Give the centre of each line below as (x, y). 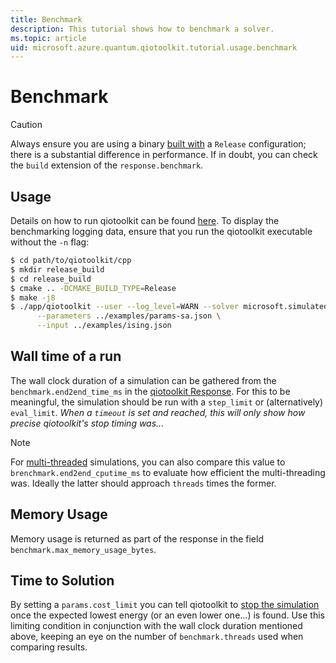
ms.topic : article (48, 38)
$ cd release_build (51, 279)
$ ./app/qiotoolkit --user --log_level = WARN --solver (125, 307)
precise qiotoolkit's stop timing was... (87, 423)
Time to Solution (62, 581)
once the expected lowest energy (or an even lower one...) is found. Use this (167, 615)
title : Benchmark (46, 19)
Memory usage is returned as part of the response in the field (137, 538)
